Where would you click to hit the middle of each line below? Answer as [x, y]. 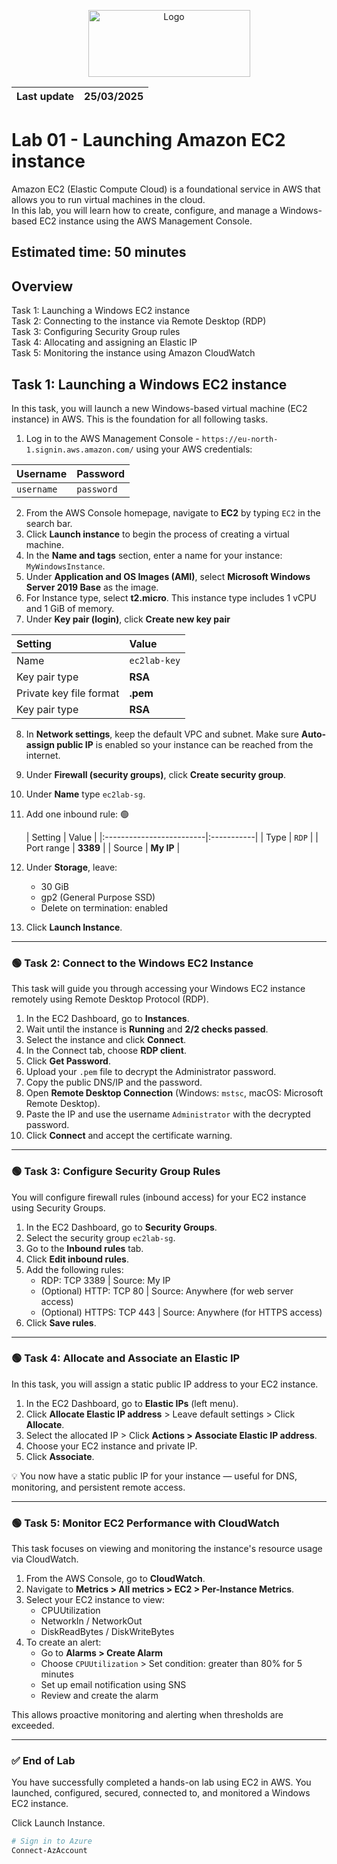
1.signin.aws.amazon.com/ [79, 450]
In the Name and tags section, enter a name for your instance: [154, 555]
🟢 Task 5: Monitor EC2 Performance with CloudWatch [145, 1523]
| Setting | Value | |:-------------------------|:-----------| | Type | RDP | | [172, 837]
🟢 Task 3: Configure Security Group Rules [116, 1172]
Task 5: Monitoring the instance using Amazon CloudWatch [133, 353]
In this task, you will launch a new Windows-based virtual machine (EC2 [159, 408]
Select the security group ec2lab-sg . [100, 1237]
